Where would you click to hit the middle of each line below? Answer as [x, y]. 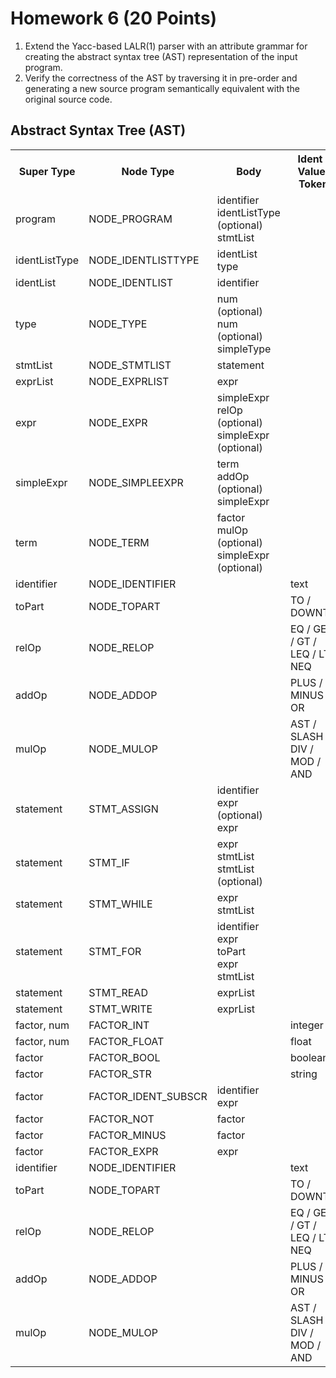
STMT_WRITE [120, 1009]
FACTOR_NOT [121, 1119]
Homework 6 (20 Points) [114, 18]
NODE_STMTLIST [130, 365]
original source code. [68, 99]
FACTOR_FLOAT [126, 1041]
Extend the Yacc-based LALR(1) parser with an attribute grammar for [166, 46]
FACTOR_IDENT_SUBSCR [148, 1096]
